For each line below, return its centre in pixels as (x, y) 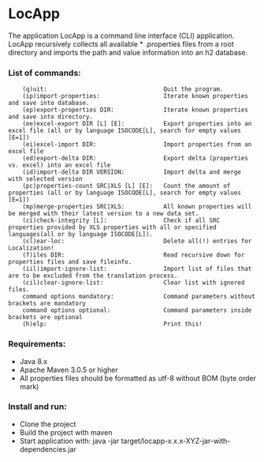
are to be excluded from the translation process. (93, 276)
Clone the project (48, 424)
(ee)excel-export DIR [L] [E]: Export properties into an (137, 124)
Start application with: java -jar (69, 441)
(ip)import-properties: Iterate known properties (135, 96)
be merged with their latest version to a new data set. (104, 214)
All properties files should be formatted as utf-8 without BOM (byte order (138, 378)
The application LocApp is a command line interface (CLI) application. (121, 36)
